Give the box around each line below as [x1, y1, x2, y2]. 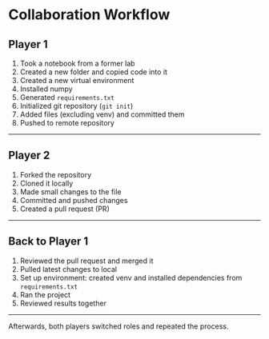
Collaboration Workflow [8, 6, 171, 24]
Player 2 [8, 149, 50, 162]
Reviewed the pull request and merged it [19, 256, 154, 265]
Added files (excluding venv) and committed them [19, 110, 185, 119]
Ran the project [19, 289, 70, 299]
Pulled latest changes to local [19, 264, 118, 273]
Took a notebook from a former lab [19, 58, 135, 68]
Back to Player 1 [8, 234, 89, 249]
